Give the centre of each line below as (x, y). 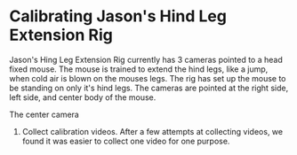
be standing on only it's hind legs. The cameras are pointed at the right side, (149, 88)
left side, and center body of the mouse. (83, 97)
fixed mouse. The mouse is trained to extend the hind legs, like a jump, (139, 69)
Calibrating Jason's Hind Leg (118, 16)
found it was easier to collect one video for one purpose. (126, 141)
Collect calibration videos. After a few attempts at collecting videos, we (152, 131)
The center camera (44, 114)
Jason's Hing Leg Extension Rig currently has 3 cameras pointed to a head (146, 59)
